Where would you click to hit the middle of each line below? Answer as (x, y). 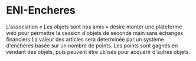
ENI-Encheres (41, 10)
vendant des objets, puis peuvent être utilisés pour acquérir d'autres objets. (98, 52)
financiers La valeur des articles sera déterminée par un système (85, 39)
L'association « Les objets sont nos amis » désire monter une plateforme (94, 27)
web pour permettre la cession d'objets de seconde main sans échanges (95, 33)
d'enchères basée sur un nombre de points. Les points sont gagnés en (92, 46)
